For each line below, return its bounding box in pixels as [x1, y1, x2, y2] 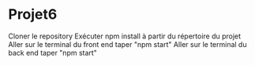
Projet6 [8, 5, 58, 23]
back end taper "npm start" [8, 48, 97, 57]
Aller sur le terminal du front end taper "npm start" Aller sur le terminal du [8, 39, 247, 49]
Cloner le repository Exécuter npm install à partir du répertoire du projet [8, 31, 242, 41]
